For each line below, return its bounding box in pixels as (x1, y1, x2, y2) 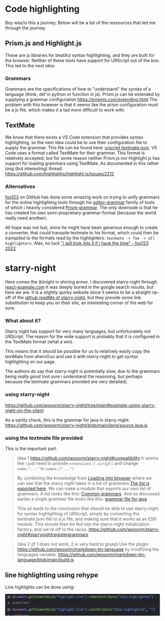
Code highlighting (5, 3, 80, 15)
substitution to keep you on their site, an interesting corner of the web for (5, 300, 153, 306)
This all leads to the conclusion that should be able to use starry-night (17, 505, 159, 511)
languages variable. (17, 551, 57, 557)
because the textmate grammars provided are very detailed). (5, 379, 128, 385)
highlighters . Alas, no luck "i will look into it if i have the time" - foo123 (5, 240, 149, 246)
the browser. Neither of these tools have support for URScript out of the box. (5, 57, 160, 63)
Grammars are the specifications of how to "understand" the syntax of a (5, 86, 151, 92)
